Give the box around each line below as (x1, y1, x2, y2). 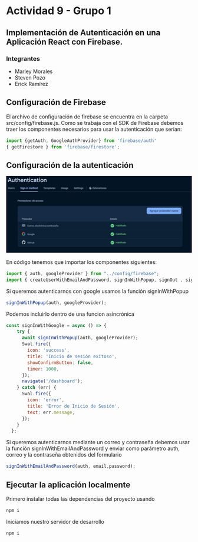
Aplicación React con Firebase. (6, 37, 123, 47)
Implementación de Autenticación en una (6, 28, 161, 38)
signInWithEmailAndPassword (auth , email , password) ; (6, 464, 136, 470)
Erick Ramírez (14, 80, 48, 87)
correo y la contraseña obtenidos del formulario (6, 451, 122, 458)
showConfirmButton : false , (27, 359, 94, 366)
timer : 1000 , (27, 366, 60, 372)
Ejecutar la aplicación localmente (6, 480, 131, 490)
